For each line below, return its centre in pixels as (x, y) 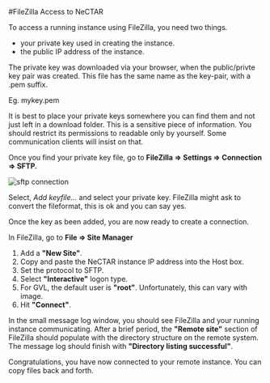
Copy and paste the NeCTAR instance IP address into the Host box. (132, 262)
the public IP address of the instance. (82, 51)
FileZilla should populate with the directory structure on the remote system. (133, 338)
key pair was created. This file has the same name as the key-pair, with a (129, 76)
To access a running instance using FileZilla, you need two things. (118, 27)
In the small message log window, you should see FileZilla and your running (134, 320)
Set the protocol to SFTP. (62, 270)
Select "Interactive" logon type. (74, 279)
